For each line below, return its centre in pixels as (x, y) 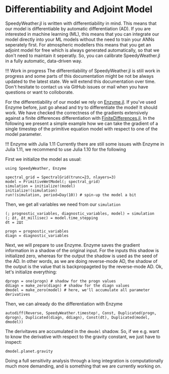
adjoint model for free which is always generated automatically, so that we (82, 50)
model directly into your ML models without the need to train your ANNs (80, 39)
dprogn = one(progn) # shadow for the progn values (61, 281)
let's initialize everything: (31, 272)
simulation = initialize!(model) (40, 186)
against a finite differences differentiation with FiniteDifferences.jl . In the (80, 118)
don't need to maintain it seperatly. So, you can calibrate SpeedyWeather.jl (83, 55)
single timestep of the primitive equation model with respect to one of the (81, 129)
